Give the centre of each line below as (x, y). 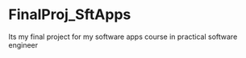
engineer (23, 44)
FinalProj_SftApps (70, 15)
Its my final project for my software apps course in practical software (123, 37)
